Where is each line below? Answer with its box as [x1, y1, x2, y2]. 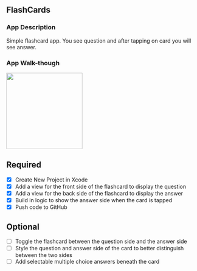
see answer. [6, 43, 36, 51]
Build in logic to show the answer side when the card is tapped [15, 196, 173, 203]
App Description [6, 23, 56, 32]
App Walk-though [6, 58, 60, 67]
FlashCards [6, 5, 50, 15]
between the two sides [15, 252, 73, 259]
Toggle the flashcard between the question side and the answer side [15, 238, 187, 245]
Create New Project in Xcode [15, 176, 88, 183]
